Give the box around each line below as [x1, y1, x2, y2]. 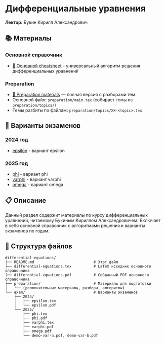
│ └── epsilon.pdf [14, 303, 56, 307]
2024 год [5, 136, 29, 143]
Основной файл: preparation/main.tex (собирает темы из [12, 97, 133, 103]
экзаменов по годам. [5, 228, 50, 233]
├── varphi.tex [23, 320, 54, 325]
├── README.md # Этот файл [5, 260, 119, 265]
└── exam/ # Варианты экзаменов [5, 290, 138, 295]
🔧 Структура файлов [5, 242, 73, 251]
